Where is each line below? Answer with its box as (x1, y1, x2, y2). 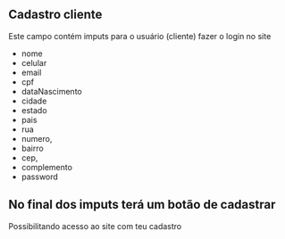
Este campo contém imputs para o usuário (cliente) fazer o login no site (8, 30, 272, 41)
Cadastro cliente (8, 7, 103, 22)
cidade (21, 95, 47, 106)
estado (21, 104, 47, 115)
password (21, 171, 59, 182)
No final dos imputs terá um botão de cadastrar (8, 197, 276, 212)
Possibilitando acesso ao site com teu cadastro (8, 220, 182, 231)
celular (21, 57, 47, 68)
